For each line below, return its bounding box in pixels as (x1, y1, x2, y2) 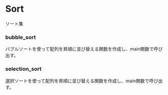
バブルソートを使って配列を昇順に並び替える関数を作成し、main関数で (5, 46, 154, 52)
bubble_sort (5, 34, 36, 41)
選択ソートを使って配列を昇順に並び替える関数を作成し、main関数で (5, 78, 150, 84)
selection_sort (5, 65, 42, 73)
